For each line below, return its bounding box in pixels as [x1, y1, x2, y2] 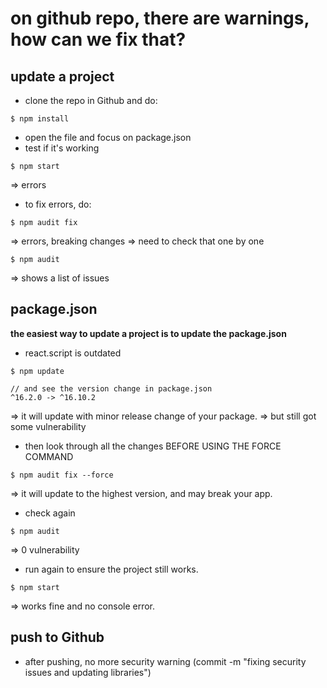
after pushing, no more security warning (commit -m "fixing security [24, 655, 307, 667]
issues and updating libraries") [24, 666, 152, 678]
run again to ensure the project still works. [24, 563, 199, 575]
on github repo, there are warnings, [10, 7, 310, 30]
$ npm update [10, 366, 65, 376]
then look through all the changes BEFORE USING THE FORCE [24, 440, 282, 452]
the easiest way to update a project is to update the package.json [10, 327, 287, 339]
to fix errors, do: [24, 198, 92, 210]
